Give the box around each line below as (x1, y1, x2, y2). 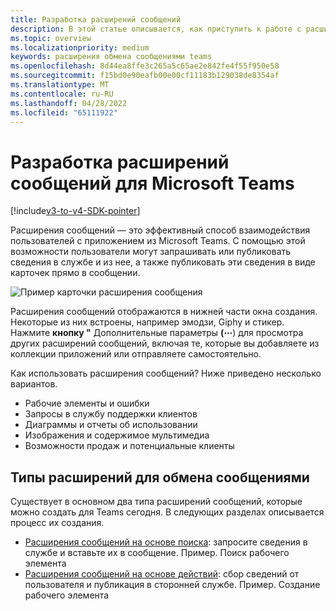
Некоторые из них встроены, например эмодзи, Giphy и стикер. (10, 316, 285, 328)
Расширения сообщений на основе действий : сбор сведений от (24, 568, 300, 580)
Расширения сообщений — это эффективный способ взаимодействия (10, 224, 311, 236)
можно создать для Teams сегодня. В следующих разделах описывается (10, 506, 325, 518)
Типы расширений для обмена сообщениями (10, 469, 310, 486)
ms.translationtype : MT (10, 80, 110, 90)
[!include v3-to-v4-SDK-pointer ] (10, 205, 141, 217)
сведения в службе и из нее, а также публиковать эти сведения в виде (10, 256, 316, 268)
